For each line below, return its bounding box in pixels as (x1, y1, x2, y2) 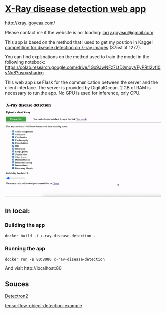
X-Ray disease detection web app (5, 3, 146, 15)
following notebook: (5, 59, 46, 65)
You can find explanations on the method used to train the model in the (5, 53, 150, 60)
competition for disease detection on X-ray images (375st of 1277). (5, 44, 142, 50)
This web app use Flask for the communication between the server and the (5, 79, 158, 85)
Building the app (5, 221, 45, 228)
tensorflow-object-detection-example (5, 303, 83, 309)
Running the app (5, 245, 46, 252)
